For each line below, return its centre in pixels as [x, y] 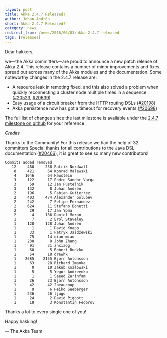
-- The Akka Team [24, 331]
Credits [13, 133]
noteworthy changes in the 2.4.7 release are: [51, 77]
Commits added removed [29, 162]
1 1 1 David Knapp [47, 228]
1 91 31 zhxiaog [42, 245]
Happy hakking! [21, 321]
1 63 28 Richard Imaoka [50, 263]
